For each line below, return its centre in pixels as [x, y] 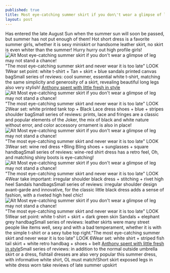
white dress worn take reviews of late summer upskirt [61, 265]
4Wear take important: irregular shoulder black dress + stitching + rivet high [84, 179]
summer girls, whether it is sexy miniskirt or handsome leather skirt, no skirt [84, 45]
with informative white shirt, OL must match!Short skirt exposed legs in [79, 260]
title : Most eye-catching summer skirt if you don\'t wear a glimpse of [83, 15]
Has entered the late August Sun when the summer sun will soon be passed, [85, 34]
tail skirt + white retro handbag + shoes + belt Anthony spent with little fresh [85, 244]
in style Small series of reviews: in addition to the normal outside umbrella [81, 249]
